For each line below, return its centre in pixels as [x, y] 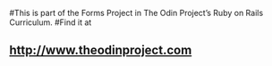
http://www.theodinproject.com [101, 50]
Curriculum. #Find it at [51, 22]
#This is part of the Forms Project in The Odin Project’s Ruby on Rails [136, 13]
